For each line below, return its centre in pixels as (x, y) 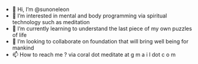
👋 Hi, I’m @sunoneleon (41, 9)
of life (20, 35)
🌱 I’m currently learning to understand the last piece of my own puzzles (102, 28)
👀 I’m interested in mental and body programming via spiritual (90, 16)
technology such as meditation (51, 22)
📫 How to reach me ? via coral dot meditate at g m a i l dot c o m (94, 55)
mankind (23, 48)
